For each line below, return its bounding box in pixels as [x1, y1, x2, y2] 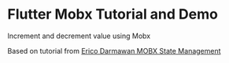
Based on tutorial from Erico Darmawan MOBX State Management [7, 46, 221, 55]
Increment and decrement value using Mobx [7, 31, 151, 40]
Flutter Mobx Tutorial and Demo [7, 5, 218, 23]
